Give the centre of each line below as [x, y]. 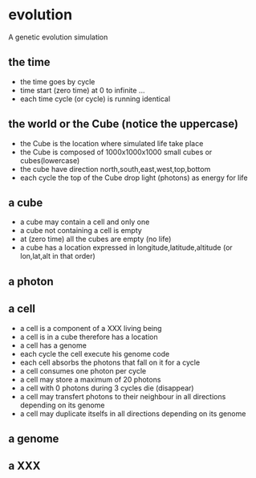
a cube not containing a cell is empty [81, 231]
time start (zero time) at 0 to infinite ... [82, 90]
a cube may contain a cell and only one [85, 222]
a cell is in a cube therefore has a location [89, 337]
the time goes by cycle [57, 81]
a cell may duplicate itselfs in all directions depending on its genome [133, 413]
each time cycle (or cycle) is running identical [95, 99]
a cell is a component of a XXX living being [91, 328]
